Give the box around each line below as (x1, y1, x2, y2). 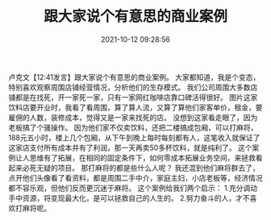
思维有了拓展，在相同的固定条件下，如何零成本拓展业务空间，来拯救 (29, 152, 256, 162)
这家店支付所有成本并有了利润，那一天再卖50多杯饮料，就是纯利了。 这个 (8, 143, 252, 152)
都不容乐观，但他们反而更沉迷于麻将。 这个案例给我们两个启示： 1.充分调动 (8, 183, 258, 193)
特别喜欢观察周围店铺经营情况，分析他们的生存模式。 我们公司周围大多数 (8, 82, 251, 92)
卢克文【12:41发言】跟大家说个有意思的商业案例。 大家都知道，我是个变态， (8, 72, 261, 81)
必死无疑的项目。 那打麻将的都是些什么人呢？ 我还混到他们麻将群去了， (22, 163, 260, 172)
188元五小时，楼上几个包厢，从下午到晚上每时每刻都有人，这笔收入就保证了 (8, 132, 261, 142)
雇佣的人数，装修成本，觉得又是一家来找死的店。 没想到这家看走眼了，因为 (8, 112, 258, 122)
